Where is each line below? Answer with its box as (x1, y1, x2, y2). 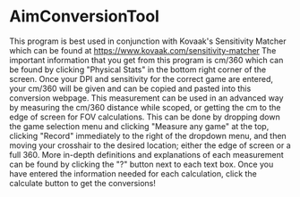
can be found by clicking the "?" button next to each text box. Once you (9, 159, 274, 169)
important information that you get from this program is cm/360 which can (9, 54, 284, 65)
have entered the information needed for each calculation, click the (9, 168, 257, 179)
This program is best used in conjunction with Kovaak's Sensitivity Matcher (9, 36, 287, 46)
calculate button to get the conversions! (9, 177, 157, 188)
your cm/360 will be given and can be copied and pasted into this (9, 83, 252, 94)
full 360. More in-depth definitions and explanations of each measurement (9, 149, 284, 160)
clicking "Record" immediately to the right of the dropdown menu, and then (9, 130, 287, 141)
